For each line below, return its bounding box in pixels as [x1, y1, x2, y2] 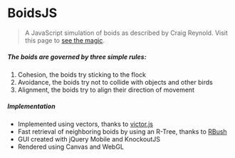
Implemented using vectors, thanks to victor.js [17, 120, 153, 128]
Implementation [7, 102, 56, 110]
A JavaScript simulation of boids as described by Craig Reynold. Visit [24, 28, 228, 37]
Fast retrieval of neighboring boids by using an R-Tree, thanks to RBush [17, 127, 227, 136]
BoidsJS [7, 5, 58, 21]
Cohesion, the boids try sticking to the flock [17, 70, 146, 79]
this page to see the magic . [24, 36, 105, 44]
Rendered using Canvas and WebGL [17, 142, 125, 151]
